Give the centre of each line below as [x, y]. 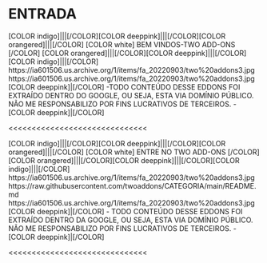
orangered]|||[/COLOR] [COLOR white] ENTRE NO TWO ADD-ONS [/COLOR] [134, 152]
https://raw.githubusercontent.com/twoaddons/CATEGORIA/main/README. [133, 185]
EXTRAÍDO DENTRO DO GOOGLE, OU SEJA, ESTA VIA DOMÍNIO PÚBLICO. [131, 95]
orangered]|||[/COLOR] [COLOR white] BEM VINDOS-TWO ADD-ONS [122, 44]
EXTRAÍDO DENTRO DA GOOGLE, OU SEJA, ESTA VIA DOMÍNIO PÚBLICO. [131, 220]
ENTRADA [43, 14]
